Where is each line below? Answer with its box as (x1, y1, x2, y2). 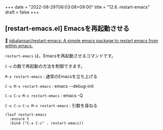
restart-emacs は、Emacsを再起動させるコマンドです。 (5, 53, 116, 59)
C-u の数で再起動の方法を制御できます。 (5, 63, 85, 69)
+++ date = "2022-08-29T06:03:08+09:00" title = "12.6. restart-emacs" (5, 4, 150, 10)
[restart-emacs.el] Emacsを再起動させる (5, 24, 130, 33)
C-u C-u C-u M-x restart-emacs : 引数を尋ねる (5, 102, 98, 108)
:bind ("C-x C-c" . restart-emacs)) (9, 121, 84, 126)
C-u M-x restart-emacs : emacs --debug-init (5, 83, 94, 89)
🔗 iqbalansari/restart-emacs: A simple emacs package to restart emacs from (5, 37, 158, 43)
